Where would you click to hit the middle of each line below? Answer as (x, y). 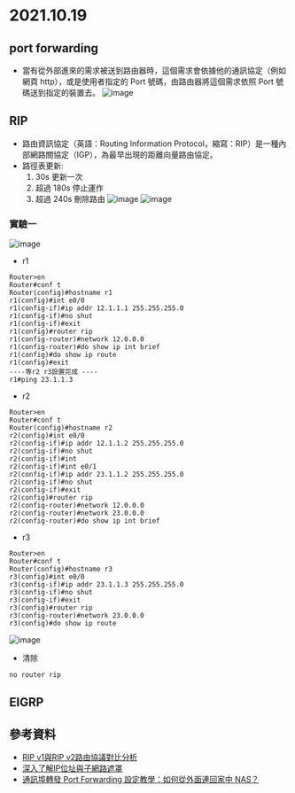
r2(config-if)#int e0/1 (53, 467)
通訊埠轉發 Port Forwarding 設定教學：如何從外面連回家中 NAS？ (140, 780)
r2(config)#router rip (51, 498)
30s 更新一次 (59, 176)
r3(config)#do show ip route (63, 624)
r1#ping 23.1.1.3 (41, 380)
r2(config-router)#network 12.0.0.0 (77, 506)
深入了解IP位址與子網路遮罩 (72, 768)
